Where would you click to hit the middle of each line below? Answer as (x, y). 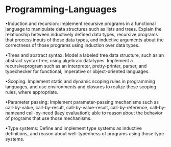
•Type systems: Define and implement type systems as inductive (74, 128)
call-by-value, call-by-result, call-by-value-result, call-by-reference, (77, 107)
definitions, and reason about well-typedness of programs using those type (85, 133)
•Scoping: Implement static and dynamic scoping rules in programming (80, 81)
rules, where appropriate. (32, 92)
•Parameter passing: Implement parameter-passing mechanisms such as (82, 102)
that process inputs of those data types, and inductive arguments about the (85, 40)
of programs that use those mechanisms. (48, 118)
